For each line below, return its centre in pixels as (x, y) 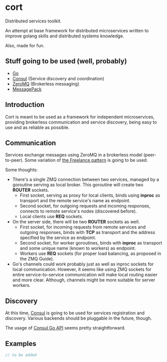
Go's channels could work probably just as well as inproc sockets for (83, 264)
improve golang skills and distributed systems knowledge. (65, 36)
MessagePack (27, 89)
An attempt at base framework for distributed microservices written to (77, 30)
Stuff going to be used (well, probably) (66, 61)
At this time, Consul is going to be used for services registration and (75, 313)
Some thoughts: (22, 170)
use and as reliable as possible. (37, 127)
